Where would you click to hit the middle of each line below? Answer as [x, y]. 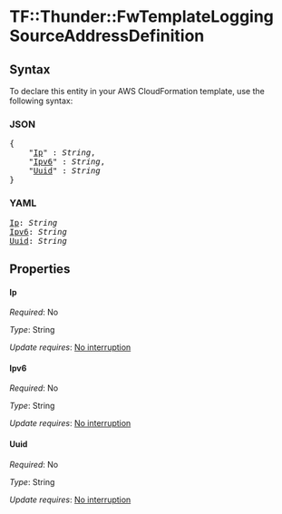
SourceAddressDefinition [107, 36]
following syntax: [41, 101]
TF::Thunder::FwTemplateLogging [142, 17]
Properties [40, 269]
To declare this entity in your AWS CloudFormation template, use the [137, 91]
